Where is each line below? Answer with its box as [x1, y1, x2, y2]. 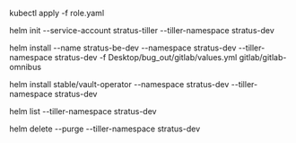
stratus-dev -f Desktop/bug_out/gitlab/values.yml [54, 52, 238, 62]
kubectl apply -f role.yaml [9, 8, 105, 18]
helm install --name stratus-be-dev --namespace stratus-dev [9, 42, 237, 53]
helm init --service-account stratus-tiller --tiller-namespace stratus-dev [9, 25, 275, 35]
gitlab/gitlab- [239, 52, 287, 62]
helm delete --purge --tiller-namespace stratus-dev [9, 123, 200, 134]
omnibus [9, 62, 42, 72]
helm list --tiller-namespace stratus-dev [9, 106, 157, 116]
